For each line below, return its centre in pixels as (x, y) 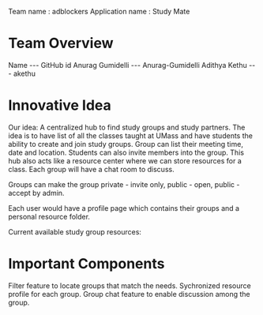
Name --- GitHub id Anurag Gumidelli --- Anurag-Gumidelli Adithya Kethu (128, 65)
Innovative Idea (60, 105)
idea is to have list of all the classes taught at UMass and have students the (130, 135)
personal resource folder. (49, 216)
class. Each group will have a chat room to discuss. (92, 169)
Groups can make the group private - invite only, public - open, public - (124, 184)
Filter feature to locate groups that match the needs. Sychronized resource (130, 285)
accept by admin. (36, 193)
